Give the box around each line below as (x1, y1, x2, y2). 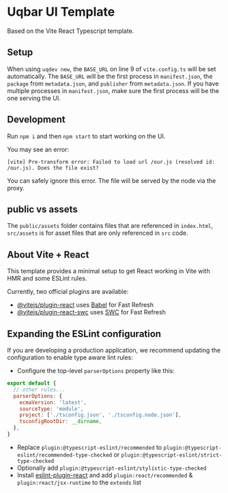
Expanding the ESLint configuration (7, 328, 162, 340)
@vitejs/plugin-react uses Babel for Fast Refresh (16, 301, 154, 309)
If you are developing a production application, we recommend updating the (7, 346, 220, 354)
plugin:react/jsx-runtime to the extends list (16, 478, 142, 486)
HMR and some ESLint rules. (7, 275, 87, 283)
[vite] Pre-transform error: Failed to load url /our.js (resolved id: (7, 158, 215, 165)
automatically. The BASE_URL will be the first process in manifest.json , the (7, 72, 213, 80)
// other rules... (13, 386, 66, 393)
